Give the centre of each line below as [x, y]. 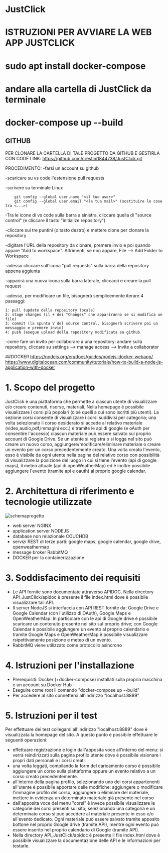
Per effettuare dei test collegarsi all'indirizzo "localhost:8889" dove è [76, 729]
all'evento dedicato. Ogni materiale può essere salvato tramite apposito [86, 819]
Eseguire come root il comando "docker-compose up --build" [76, 690]
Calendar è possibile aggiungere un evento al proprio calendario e [81, 629]
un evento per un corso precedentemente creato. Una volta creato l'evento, [83, 449]
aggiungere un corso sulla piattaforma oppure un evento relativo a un [84, 771]
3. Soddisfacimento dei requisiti [73, 577]
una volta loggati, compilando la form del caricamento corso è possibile [86, 766]
